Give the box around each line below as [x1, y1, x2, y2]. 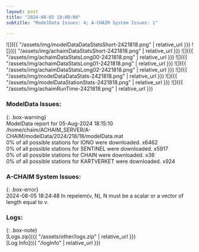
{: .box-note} [6, 227, 37, 234]
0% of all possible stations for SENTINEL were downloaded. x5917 [6, 145, 168, 152]
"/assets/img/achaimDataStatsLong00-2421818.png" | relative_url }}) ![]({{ [6, 54, 188, 61]
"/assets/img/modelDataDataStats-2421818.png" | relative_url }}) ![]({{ [6, 72, 178, 80]
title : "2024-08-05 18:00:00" [6, 14, 81, 20]
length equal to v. [6, 198, 49, 205]
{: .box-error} [6, 186, 39, 193]
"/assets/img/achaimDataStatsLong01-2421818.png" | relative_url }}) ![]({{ [6, 60, 187, 67]
